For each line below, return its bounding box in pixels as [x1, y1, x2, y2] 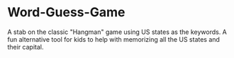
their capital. [7, 42, 44, 51]
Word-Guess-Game [7, 4, 126, 21]
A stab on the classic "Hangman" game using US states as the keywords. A [7, 28, 227, 36]
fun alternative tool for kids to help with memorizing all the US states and [7, 35, 220, 43]
